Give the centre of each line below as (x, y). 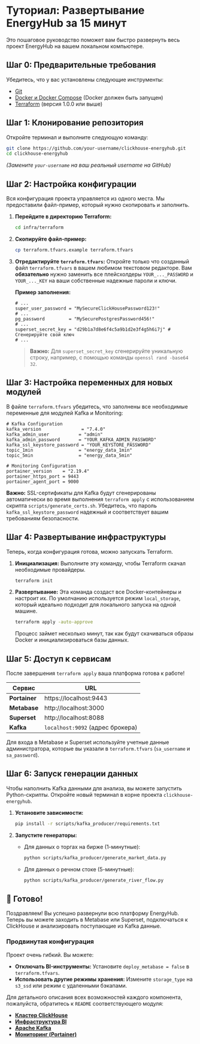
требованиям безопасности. (43, 518)
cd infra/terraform (39, 228)
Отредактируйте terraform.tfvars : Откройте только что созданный (102, 261)
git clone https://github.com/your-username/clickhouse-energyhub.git (96, 148)
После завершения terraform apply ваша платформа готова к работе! (96, 673)
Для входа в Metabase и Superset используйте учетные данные (88, 742)
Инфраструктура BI (41, 1021)
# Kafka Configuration (34, 424)
